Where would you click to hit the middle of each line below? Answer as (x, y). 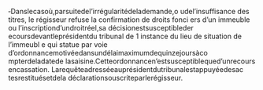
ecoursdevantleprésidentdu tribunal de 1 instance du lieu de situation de (125, 36)
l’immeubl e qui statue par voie (58, 45)
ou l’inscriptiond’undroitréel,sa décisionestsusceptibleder (101, 28)
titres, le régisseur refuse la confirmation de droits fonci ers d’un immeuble (129, 20)
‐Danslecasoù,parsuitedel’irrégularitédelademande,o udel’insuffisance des (129, 11)
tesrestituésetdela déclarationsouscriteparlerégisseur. (96, 78)
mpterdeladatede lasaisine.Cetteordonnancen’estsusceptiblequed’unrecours (132, 61)
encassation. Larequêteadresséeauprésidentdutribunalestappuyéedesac (126, 69)
